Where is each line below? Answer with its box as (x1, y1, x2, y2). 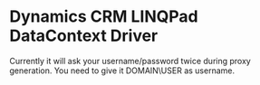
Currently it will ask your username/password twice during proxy (9, 55, 251, 66)
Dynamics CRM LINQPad (9, 6, 198, 27)
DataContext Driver (9, 25, 159, 46)
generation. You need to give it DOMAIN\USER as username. (9, 65, 236, 76)
